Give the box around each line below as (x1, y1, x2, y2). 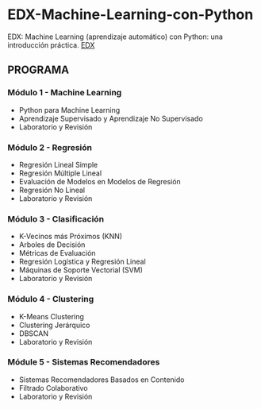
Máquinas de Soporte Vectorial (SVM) (18, 265, 144, 275)
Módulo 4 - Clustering (7, 294, 94, 305)
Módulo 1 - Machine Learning (7, 87, 122, 98)
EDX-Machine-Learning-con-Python (7, 6, 254, 24)
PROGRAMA (7, 64, 70, 77)
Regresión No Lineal (18, 185, 85, 195)
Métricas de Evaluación (18, 249, 96, 258)
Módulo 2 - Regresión (7, 141, 93, 152)
